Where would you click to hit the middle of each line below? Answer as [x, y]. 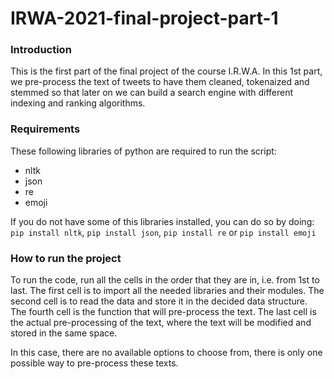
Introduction [41, 50]
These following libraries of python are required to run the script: [143, 151]
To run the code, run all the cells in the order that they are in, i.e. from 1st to [165, 280]
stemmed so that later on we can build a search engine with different [152, 93]
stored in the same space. [64, 333]
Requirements [45, 129]
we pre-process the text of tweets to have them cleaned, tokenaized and [160, 82]
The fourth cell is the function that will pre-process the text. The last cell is [163, 312]
